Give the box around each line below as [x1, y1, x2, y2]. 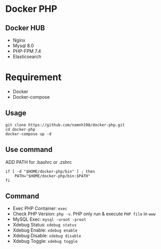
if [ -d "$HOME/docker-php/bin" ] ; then [5, 169, 95, 174]
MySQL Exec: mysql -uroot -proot [12, 216, 86, 222]
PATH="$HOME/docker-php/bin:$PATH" [14, 173, 91, 179]
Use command [5, 145, 53, 154]
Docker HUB [5, 24, 45, 32]
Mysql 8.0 [12, 43, 34, 49]
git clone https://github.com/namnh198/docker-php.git [5, 122, 125, 127]
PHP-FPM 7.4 [12, 48, 41, 54]
